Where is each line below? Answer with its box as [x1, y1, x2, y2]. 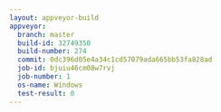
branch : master [17, 30, 75, 39]
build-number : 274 [17, 47, 88, 56]
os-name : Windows [17, 80, 83, 89]
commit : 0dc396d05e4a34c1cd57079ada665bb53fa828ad [17, 55, 213, 64]
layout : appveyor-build [9, 13, 100, 23]
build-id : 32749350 [17, 38, 91, 48]
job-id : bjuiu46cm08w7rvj [17, 64, 116, 73]
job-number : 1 [17, 72, 71, 81]
